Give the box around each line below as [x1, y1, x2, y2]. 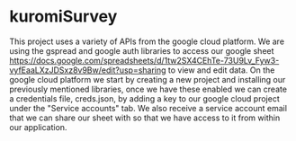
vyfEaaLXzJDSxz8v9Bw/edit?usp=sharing [9, 65, 166, 75]
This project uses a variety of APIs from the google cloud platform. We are [9, 36, 285, 47]
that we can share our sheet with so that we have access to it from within [9, 112, 281, 123]
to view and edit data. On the [167, 65, 275, 75]
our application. [9, 121, 67, 132]
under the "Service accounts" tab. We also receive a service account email [9, 102, 288, 113]
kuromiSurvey [9, 6, 118, 27]
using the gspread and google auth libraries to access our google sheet [9, 45, 274, 56]
